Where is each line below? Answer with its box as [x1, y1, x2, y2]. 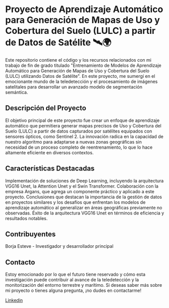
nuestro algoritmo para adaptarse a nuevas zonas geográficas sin [5, 139, 142, 145]
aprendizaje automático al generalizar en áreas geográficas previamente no [5, 204, 162, 210]
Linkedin [5, 297, 23, 303]
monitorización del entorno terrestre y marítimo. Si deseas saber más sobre [5, 282, 162, 288]
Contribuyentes [5, 230, 56, 238]
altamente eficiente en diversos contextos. [5, 149, 94, 155]
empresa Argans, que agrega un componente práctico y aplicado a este [5, 188, 155, 194]
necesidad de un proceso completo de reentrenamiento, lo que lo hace [5, 144, 153, 150]
